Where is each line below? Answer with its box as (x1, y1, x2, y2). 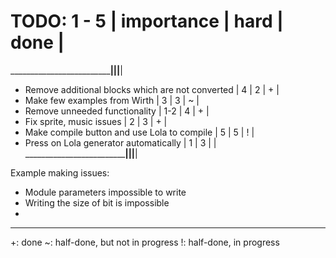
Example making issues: (10, 166, 110, 179)
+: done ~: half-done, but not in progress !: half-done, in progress (10, 236, 280, 248)
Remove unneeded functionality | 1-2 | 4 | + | (24, 105, 210, 117)
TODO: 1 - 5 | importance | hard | (10, 10, 284, 33)
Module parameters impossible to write (24, 186, 187, 198)
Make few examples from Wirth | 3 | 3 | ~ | (24, 94, 200, 106)
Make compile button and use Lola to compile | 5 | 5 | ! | (24, 126, 255, 138)
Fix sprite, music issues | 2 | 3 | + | (24, 115, 168, 127)
